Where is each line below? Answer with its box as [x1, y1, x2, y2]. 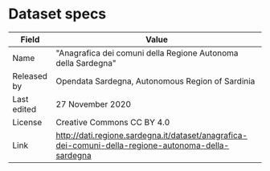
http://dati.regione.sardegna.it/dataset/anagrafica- [55, 129, 247, 140]
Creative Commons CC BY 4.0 [55, 116, 170, 128]
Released [12, 70, 48, 81]
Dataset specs [8, 5, 107, 23]
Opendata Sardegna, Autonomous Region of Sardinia [55, 75, 256, 87]
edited [12, 104, 37, 115]
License [12, 116, 43, 128]
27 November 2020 [55, 98, 131, 109]
